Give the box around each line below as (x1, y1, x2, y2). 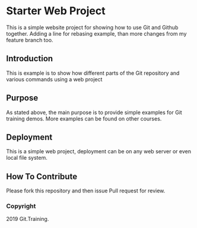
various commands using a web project (6, 75, 103, 83)
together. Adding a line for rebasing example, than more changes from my (6, 30, 187, 37)
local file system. (6, 154, 47, 161)
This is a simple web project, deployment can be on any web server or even (6, 148, 192, 155)
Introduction (6, 53, 53, 64)
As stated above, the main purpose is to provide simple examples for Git (6, 109, 182, 116)
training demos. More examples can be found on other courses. (6, 115, 162, 122)
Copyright (6, 202, 36, 210)
